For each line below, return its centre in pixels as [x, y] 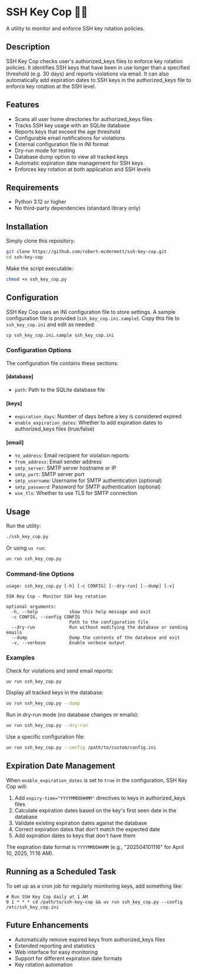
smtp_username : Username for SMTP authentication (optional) [88, 481]
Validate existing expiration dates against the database [81, 823]
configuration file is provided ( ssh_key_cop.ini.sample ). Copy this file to [93, 318]
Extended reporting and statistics [55, 946]
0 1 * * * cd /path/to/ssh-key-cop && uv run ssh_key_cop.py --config [94, 902]
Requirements [32, 187]
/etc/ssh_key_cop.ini [33, 907]
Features [23, 105]
